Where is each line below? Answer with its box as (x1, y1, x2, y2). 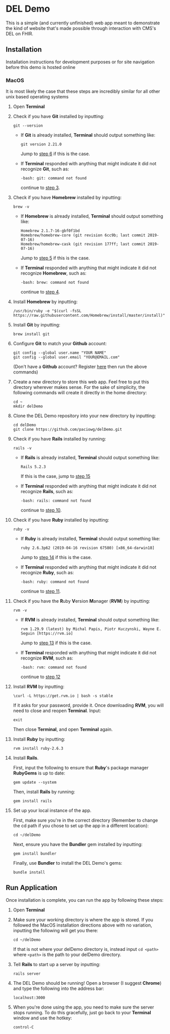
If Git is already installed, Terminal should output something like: (20, 132, 156, 138)
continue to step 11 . (20, 588, 61, 595)
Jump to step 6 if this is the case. (20, 151, 90, 157)
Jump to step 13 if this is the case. (20, 640, 92, 646)
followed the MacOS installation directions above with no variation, (13, 922, 152, 928)
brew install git (13, 331, 50, 337)
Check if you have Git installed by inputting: (13, 114, 104, 120)
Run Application (6, 883, 58, 892)
